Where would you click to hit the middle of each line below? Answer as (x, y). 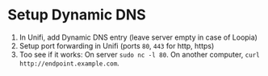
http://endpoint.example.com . (69, 63)
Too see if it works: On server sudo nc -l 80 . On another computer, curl (139, 54)
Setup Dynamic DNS (77, 15)
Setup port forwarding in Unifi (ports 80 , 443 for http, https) (117, 45)
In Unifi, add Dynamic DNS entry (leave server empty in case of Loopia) (138, 37)
